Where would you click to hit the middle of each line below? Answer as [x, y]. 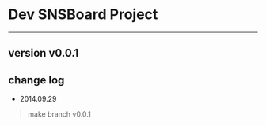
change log [36, 80]
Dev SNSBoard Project [83, 15]
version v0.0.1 [44, 53]
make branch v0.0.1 [59, 114]
